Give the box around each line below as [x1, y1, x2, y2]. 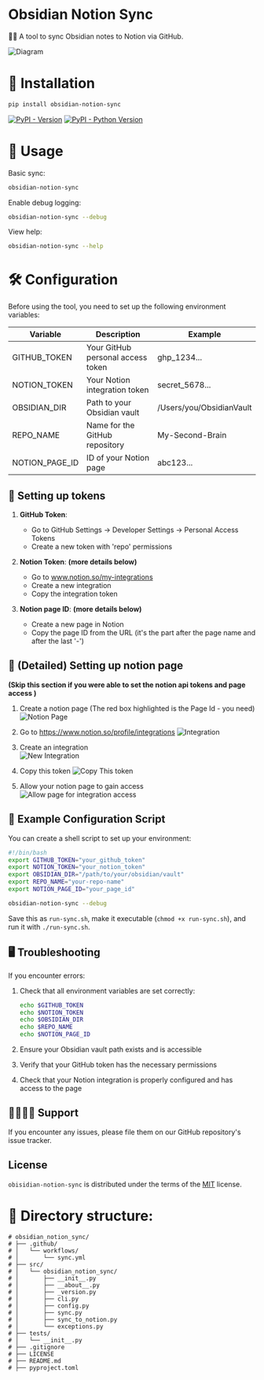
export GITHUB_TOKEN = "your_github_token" [8, 856, 146, 864]
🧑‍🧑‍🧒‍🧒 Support [8, 1106, 79, 1119]
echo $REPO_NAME [19, 1023, 73, 1031]
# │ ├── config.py [8, 1301, 90, 1310]
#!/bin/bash [8, 849, 47, 856]
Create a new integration [31, 581, 112, 590]
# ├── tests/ [8, 1329, 51, 1337]
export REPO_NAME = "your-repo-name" [8, 878, 125, 886]
